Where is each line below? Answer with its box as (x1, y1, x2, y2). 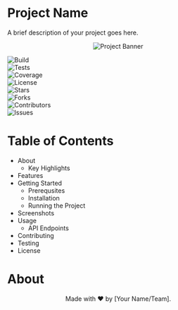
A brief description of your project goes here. (7, 28, 139, 37)
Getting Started (17, 179, 62, 187)
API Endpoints (27, 224, 69, 232)
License (17, 246, 41, 255)
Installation (27, 193, 60, 202)
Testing (17, 239, 40, 247)
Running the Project (27, 201, 86, 210)
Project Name (7, 5, 89, 21)
